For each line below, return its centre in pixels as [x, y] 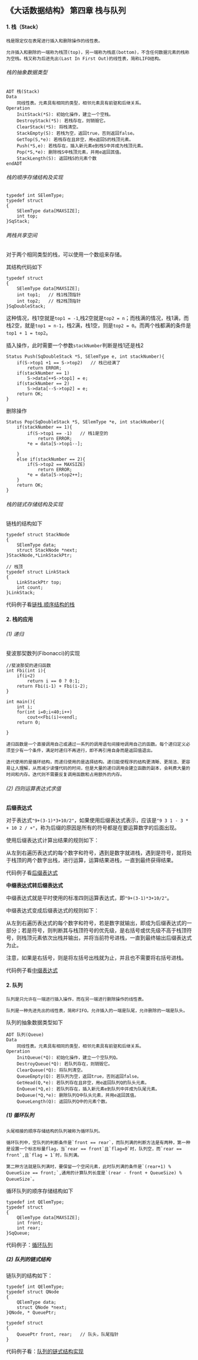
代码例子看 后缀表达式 [32, 873]
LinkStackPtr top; [39, 582]
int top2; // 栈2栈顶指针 [49, 301]
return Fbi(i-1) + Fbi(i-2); [52, 687]
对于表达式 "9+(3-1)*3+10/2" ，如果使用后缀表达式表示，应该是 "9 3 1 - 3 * [97, 820]
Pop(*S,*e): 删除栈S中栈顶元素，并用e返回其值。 [70, 152]
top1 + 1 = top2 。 [29, 333]
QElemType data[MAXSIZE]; [49, 1217]
